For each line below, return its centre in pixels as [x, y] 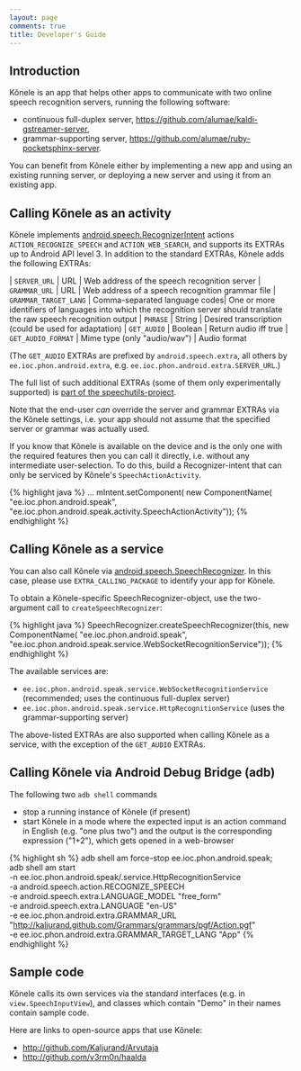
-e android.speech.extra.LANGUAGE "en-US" [93, 905]
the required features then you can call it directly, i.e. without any [129, 456]
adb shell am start [43, 867]
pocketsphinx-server [61, 148]
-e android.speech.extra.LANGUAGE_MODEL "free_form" [115, 895]
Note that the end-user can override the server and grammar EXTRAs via [145, 409]
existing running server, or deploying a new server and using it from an [140, 175]
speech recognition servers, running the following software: [120, 102]
